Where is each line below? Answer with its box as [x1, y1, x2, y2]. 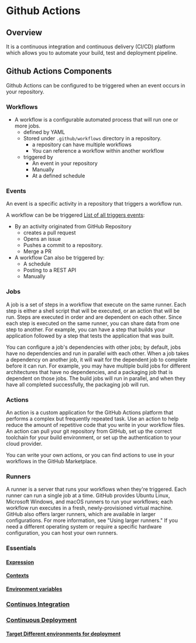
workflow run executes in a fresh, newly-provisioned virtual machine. [6, 504, 173, 511]
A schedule [23, 260, 51, 268]
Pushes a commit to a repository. [23, 242, 103, 249]
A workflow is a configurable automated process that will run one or [14, 116, 178, 123]
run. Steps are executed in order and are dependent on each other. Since [6, 313, 183, 321]
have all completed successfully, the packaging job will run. [6, 381, 150, 388]
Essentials [6, 544, 36, 553]
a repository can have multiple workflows [32, 141, 132, 148]
